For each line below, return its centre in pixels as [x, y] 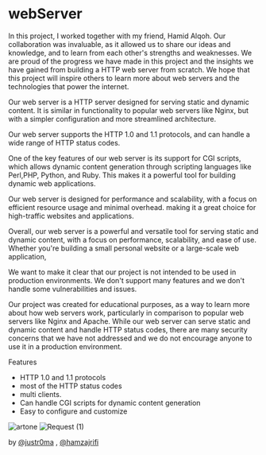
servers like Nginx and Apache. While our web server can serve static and [129, 321]
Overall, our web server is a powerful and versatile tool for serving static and [133, 231]
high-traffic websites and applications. [71, 216]
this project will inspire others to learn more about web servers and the [124, 78]
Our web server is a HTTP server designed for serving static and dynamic [129, 102]
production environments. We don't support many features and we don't [126, 280]
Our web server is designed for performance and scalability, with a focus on [133, 199]
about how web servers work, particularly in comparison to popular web [126, 313]
